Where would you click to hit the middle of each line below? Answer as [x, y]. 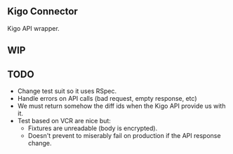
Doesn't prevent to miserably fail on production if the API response [124, 136]
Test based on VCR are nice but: [64, 121]
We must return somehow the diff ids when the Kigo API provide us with [121, 106]
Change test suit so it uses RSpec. [67, 91]
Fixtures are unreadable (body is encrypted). [93, 128]
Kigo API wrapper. [33, 28]
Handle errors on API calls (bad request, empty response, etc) [107, 99]
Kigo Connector [43, 12]
